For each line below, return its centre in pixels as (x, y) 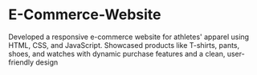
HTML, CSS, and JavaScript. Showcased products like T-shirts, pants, (124, 45)
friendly (21, 62)
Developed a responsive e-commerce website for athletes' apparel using (129, 37)
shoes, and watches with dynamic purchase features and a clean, (117, 53)
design (47, 62)
